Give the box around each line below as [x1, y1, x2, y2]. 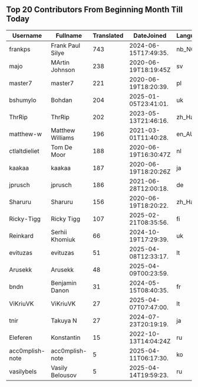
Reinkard [9, 231, 34, 240]
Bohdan [51, 96, 72, 104]
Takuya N [51, 316, 78, 324]
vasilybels [9, 367, 37, 375]
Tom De [51, 143, 72, 151]
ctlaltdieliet [9, 147, 39, 155]
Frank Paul [51, 41, 81, 50]
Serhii [51, 228, 67, 236]
